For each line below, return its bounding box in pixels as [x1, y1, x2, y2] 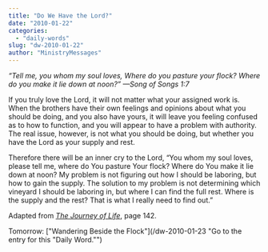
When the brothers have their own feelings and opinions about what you [8, 103, 246, 113]
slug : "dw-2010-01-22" [8, 42, 84, 50]
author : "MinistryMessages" [8, 49, 102, 57]
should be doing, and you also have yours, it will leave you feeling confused [8, 112, 258, 121]
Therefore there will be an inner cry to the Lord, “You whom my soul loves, [8, 153, 254, 162]
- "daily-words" [15, 34, 70, 42]
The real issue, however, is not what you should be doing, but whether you [8, 129, 254, 138]
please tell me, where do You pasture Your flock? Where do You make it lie [8, 162, 254, 170]
